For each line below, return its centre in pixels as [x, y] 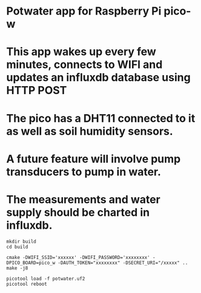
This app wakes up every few [81, 52]
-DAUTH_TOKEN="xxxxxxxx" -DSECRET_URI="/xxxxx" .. [123, 263]
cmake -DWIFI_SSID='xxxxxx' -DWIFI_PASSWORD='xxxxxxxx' [78, 257]
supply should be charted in [78, 212]
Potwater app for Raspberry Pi [84, 11]
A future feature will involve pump [94, 159]
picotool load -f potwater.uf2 [46, 278]
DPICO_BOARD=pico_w [31, 263]
